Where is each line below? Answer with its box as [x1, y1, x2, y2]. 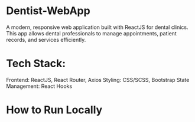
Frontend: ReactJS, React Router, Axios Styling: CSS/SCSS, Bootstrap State [6, 76, 190, 83]
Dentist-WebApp [6, 4, 90, 18]
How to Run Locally [6, 103, 103, 117]
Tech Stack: [6, 57, 66, 70]
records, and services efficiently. [6, 36, 86, 43]
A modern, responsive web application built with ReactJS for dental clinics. [6, 24, 188, 31]
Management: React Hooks [6, 83, 73, 90]
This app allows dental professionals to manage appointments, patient [6, 29, 177, 37]
